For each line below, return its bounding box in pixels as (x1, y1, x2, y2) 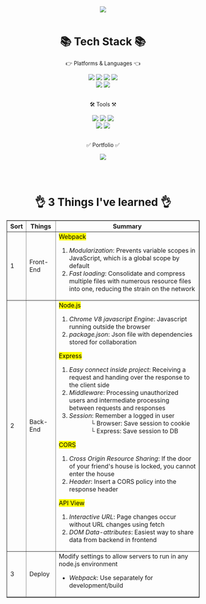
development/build (69, 581, 124, 589)
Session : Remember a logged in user (69, 411, 175, 419)
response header (69, 484, 118, 493)
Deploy (29, 570, 50, 578)
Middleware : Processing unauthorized (69, 388, 179, 397)
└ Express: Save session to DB (90, 426, 179, 435)
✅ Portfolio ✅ (86, 141, 120, 148)
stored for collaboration (69, 337, 137, 346)
